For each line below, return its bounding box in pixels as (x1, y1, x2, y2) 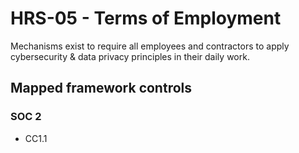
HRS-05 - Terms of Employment (10, 7, 282, 30)
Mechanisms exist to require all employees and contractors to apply (10, 40, 290, 52)
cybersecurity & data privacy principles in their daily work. (10, 50, 250, 62)
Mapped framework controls (10, 80, 193, 97)
